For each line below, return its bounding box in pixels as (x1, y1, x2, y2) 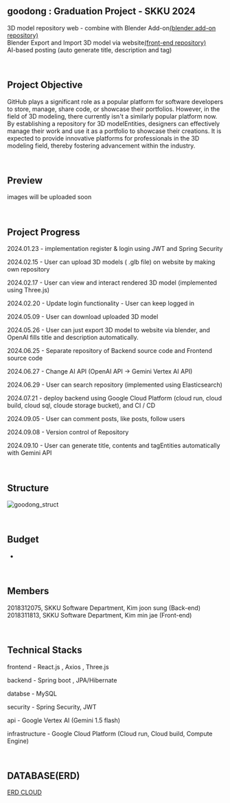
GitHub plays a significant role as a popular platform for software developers (7, 97, 224, 105)
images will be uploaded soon (7, 193, 92, 201)
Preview (7, 175, 43, 187)
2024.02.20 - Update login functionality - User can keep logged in (7, 299, 194, 307)
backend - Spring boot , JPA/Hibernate (7, 675, 117, 684)
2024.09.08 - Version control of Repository (7, 428, 129, 436)
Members (7, 585, 49, 597)
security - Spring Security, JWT (7, 702, 97, 711)
